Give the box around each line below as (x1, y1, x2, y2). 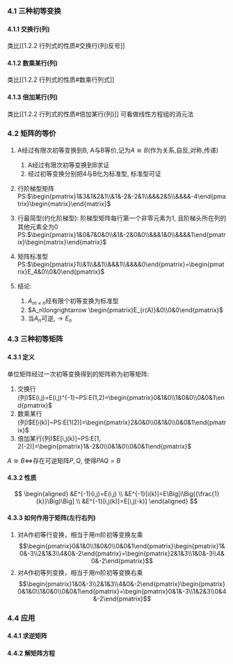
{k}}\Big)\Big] (35, 497, 75, 505)
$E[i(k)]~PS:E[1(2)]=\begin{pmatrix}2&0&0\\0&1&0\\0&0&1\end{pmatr (28, 418, 227, 426)
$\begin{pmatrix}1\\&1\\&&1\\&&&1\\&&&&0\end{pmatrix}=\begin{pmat (26, 260, 225, 268)
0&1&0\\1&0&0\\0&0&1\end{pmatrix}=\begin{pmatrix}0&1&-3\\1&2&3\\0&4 (17, 587, 227, 595)
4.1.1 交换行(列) (7, 24, 50, 33)
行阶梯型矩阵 (17, 184, 54, 192)
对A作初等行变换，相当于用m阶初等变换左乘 (17, 530, 143, 539)
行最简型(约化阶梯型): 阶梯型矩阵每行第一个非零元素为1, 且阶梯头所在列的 (17, 214, 227, 222)
